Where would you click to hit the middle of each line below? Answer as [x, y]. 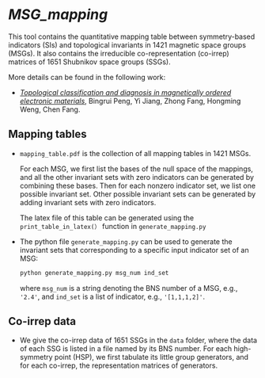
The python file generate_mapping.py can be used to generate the [126, 241]
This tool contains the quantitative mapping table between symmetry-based [132, 36]
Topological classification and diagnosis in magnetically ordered [125, 92]
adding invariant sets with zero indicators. [88, 202]
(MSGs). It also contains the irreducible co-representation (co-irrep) [119, 53]
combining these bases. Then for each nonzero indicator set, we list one [137, 185]
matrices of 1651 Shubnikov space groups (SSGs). [90, 62]
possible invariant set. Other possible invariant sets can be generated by [138, 194]
